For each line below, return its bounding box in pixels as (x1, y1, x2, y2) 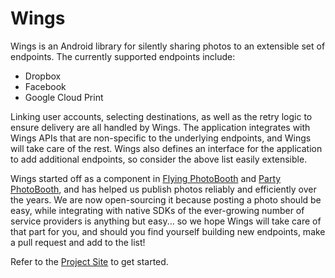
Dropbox (24, 70, 62, 82)
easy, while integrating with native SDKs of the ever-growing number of (10, 204, 305, 216)
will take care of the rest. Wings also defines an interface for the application (10, 142, 323, 154)
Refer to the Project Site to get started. (10, 255, 169, 267)
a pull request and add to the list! (10, 236, 146, 248)
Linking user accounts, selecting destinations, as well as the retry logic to (10, 110, 313, 122)
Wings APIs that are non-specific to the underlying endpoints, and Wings (10, 132, 312, 144)
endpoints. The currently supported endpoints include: (10, 50, 236, 62)
